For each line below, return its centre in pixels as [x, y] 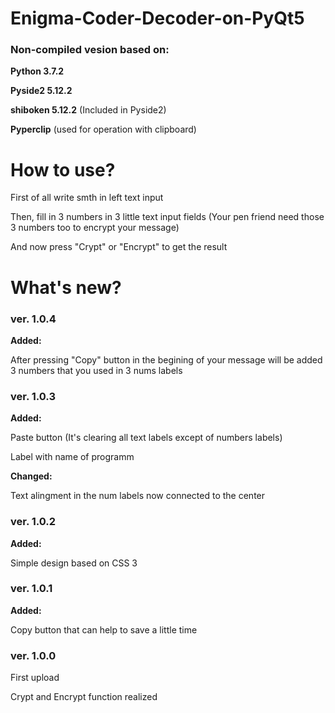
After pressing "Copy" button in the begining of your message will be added [166, 359]
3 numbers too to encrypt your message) [95, 228]
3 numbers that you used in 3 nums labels [96, 370]
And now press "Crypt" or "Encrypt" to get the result [119, 247]
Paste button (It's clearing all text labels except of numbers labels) [146, 438]
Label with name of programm [72, 457]
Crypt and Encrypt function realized [84, 697]
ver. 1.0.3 [33, 396]
